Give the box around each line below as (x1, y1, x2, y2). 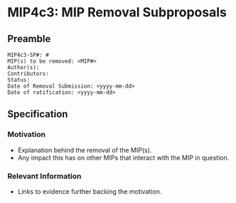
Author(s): (7, 64, 40, 71)
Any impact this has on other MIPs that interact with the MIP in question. (17, 153, 230, 162)
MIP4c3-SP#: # (7, 51, 50, 58)
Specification (7, 108, 68, 120)
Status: (7, 76, 31, 83)
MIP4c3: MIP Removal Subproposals (7, 4, 227, 21)
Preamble (7, 33, 51, 45)
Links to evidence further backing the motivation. (17, 187, 162, 196)
